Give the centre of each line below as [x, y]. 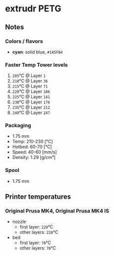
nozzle [19, 222]
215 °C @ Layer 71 [30, 86]
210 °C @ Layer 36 [30, 81]
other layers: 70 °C [38, 248]
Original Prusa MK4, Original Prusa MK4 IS [57, 211]
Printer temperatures [38, 197]
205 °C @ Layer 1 [29, 76]
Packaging [18, 126]
